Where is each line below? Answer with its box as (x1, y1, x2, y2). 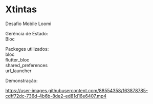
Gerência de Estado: (5, 30, 49, 36)
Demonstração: (5, 77, 38, 84)
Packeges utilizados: (5, 46, 49, 52)
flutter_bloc (5, 56, 30, 63)
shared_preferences (5, 62, 48, 68)
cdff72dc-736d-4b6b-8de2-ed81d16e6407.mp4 (5, 93, 106, 99)
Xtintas (5, 4, 37, 15)
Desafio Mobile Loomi (5, 20, 52, 27)
